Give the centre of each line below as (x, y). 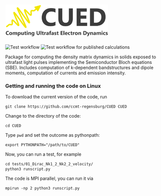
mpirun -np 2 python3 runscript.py (43, 188)
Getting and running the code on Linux (53, 86)
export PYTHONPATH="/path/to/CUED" (43, 145)
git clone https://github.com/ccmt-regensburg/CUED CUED (66, 107)
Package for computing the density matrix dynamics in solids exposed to (81, 57)
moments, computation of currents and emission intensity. (65, 73)
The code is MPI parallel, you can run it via (49, 178)
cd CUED (13, 126)
